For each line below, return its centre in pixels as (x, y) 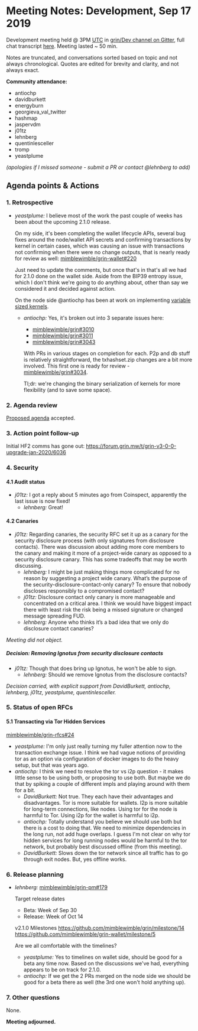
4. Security (22, 468)
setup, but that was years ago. (52, 765)
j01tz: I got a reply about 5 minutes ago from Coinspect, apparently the (101, 495)
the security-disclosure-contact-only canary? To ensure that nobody (107, 584)
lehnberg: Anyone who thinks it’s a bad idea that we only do (96, 622)
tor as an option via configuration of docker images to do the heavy (97, 759)
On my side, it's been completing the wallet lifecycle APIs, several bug (100, 233)
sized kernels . (32, 306)
